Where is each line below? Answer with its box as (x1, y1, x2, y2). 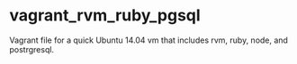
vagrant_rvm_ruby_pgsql (9, 5, 201, 26)
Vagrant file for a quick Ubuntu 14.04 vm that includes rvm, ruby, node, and (9, 35, 288, 45)
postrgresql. (9, 44, 55, 54)
